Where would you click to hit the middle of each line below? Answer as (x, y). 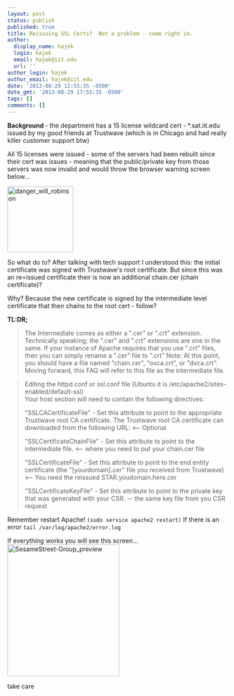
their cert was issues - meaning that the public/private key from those (108, 161)
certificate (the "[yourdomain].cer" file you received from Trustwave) (124, 469)
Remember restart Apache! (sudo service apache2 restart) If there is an (113, 519)
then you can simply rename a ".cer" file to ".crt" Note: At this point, (122, 355)
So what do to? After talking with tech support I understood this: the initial (114, 262)
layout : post (26, 14)
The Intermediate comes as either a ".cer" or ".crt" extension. (113, 333)
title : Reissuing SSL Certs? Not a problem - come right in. (100, 33)
